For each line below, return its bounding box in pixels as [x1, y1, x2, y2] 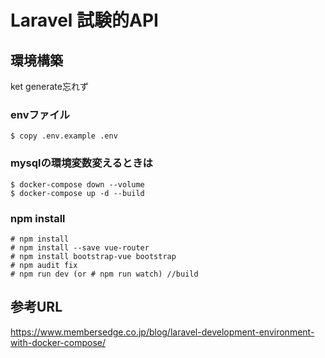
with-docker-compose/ [10, 336, 107, 348]
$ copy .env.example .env [10, 131, 118, 141]
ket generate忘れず [10, 81, 89, 92]
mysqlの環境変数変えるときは [10, 156, 153, 170]
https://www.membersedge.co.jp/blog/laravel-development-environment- [10, 326, 315, 338]
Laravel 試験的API [10, 9, 159, 32]
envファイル [10, 107, 70, 121]
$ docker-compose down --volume [10, 179, 145, 190]
